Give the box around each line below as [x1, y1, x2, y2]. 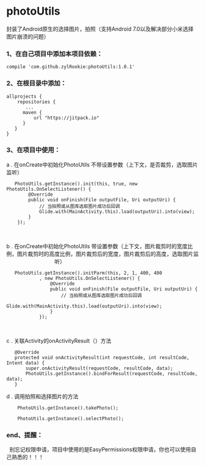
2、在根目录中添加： [6, 79, 67, 88]
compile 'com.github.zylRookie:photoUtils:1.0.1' [6, 64, 135, 70]
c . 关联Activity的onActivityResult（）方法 [6, 337, 112, 344]
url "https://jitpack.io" [33, 115, 99, 121]
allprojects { [6, 93, 43, 99]
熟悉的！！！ [11, 453, 44, 461]
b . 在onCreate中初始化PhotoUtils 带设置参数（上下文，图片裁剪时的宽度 [6, 242, 188, 249]
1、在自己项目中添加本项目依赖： [6, 49, 103, 58]
